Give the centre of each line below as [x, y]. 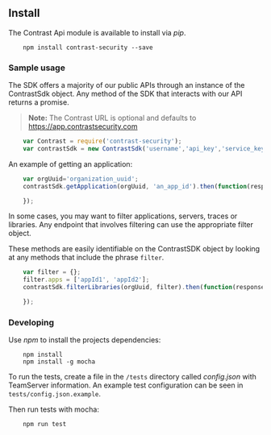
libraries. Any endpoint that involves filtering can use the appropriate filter [131, 225]
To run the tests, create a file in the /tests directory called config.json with [132, 377]
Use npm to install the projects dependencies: [85, 340]
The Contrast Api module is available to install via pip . [97, 32]
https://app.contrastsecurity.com [83, 126]
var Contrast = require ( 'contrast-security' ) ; [102, 141]
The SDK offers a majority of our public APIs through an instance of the [127, 85]
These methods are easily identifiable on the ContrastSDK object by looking [134, 249]
